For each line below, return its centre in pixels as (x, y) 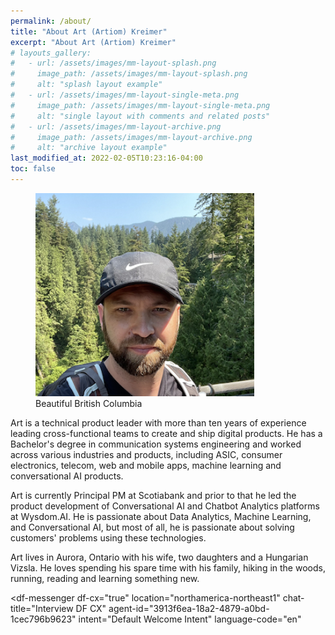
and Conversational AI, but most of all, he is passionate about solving (152, 527)
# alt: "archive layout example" (89, 148)
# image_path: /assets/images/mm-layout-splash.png (129, 74)
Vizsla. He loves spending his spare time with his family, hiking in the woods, (168, 567)
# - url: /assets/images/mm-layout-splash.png (113, 63)
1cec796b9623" (43, 619)
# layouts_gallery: (51, 53)
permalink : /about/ (51, 21)
